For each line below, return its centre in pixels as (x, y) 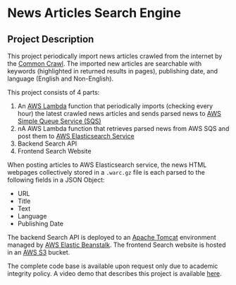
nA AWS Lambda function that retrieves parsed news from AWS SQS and (123, 128)
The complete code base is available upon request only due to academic (113, 266)
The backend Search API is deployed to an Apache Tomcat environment (112, 237)
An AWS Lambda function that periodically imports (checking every (115, 106)
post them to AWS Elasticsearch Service (76, 136)
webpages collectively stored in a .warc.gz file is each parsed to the (106, 172)
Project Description (51, 39)
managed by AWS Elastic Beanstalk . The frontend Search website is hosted (117, 245)
